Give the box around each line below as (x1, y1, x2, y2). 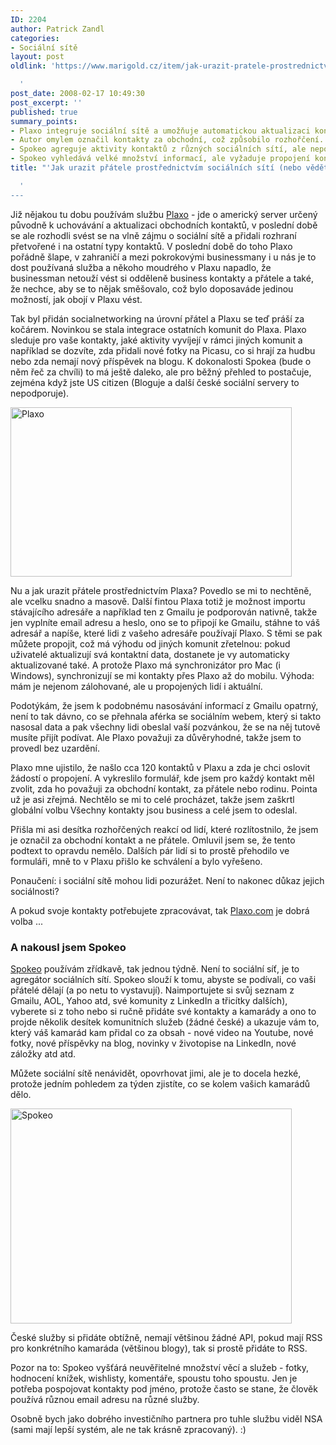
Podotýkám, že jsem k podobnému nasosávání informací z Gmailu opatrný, (10, 699, 319, 711)
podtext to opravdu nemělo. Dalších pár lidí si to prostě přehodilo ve (10, 844, 290, 856)
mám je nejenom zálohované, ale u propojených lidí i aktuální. (10, 680, 263, 692)
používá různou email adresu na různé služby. (10, 1393, 200, 1405)
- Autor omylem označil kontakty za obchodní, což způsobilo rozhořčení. (10, 135, 325, 145)
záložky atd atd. (10, 1047, 77, 1060)
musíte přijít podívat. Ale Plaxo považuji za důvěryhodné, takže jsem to (10, 731, 302, 743)
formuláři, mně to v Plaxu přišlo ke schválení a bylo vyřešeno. (10, 855, 263, 867)
